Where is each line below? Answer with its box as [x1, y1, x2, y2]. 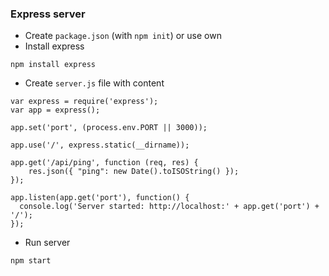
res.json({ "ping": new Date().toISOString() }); [28, 167, 240, 177]
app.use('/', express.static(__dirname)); [10, 140, 190, 151]
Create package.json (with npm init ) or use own [24, 30, 222, 42]
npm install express [10, 60, 97, 70]
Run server [24, 237, 71, 249]
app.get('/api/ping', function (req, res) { [10, 158, 199, 168]
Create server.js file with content [24, 77, 165, 89]
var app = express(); [10, 105, 101, 116]
